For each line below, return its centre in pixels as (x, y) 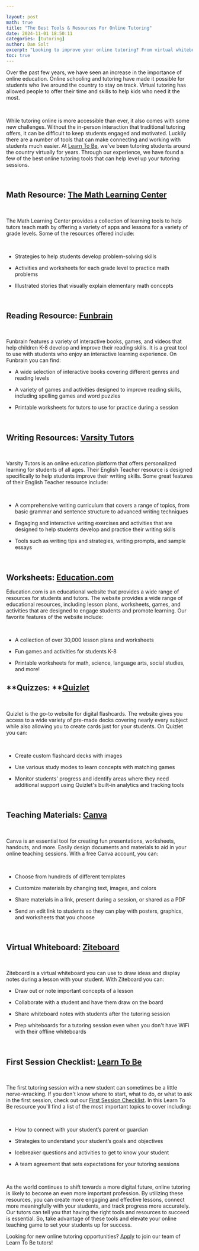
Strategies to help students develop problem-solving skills (86, 256)
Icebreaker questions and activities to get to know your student (92, 1152)
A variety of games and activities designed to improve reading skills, (98, 390)
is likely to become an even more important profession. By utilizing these (95, 1193)
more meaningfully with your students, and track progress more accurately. (98, 1206)
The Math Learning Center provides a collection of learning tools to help (94, 221)
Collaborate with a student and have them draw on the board (89, 1002)
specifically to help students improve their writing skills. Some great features (99, 476)
